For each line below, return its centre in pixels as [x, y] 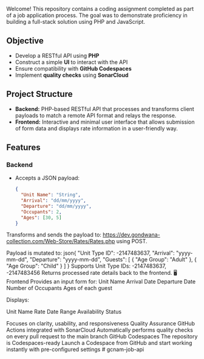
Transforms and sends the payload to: [54, 235]
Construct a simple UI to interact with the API [71, 62]
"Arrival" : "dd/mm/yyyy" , [53, 201]
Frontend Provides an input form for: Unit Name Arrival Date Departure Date [101, 282]
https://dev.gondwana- [132, 235]
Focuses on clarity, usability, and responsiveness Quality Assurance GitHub [101, 324]
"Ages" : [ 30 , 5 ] [41, 218]
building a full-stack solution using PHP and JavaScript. [76, 22]
